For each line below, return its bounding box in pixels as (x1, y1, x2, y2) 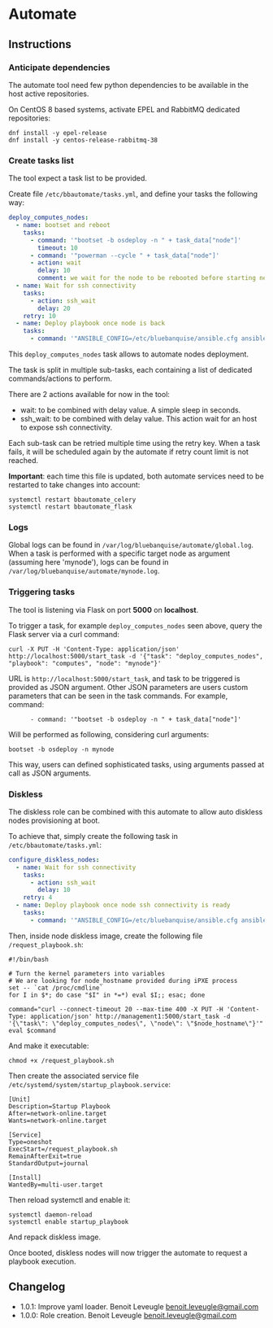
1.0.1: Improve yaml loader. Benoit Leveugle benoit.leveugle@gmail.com (19, 1301, 259, 1311)
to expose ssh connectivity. (19, 422, 112, 432)
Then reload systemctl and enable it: (8, 1195, 131, 1204)
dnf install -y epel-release (8, 129, 107, 137)
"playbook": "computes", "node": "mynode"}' (8, 659, 162, 667)
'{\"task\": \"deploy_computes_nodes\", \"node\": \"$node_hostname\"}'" (8, 1019, 264, 1028)
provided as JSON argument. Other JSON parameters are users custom (8, 682, 249, 692)
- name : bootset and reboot (15, 221, 111, 229)
